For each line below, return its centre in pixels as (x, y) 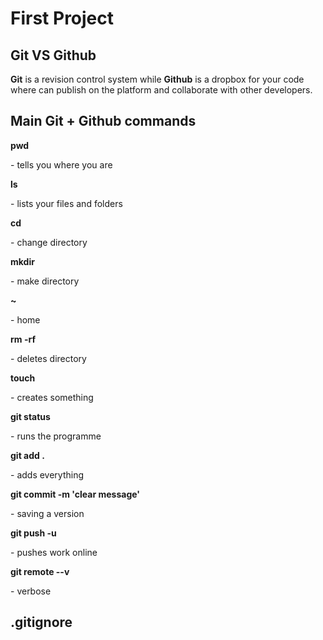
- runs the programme (56, 436)
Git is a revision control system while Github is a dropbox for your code (157, 79)
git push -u (33, 533)
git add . (27, 455)
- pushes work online (54, 552)
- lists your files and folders (66, 203)
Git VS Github (53, 55)
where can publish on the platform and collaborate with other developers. (161, 90)
